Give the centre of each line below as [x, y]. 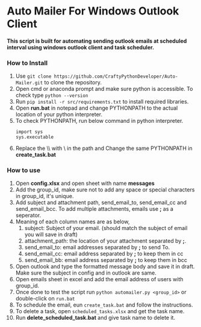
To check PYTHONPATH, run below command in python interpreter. [99, 121]
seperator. [28, 216]
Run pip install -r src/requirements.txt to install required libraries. [102, 102]
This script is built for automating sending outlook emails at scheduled [97, 41]
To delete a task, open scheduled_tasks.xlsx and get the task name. [100, 311]
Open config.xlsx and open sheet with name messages [85, 183]
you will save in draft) [51, 235]
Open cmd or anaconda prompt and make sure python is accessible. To [104, 89]
